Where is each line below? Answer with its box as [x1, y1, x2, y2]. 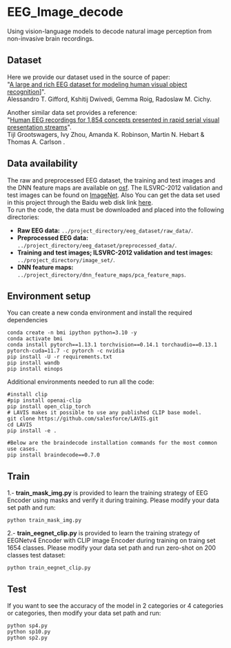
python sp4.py [7, 622, 48, 629]
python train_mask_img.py [7, 517, 81, 524]
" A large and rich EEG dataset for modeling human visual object [7, 80, 188, 89]
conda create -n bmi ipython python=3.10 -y [7, 329, 137, 336]
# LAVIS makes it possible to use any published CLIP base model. [7, 409, 202, 416]
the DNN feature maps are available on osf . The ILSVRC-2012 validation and [7, 183, 223, 192]
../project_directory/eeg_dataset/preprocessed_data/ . [17, 241, 177, 249]
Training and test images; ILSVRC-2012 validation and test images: [17, 248, 213, 257]
